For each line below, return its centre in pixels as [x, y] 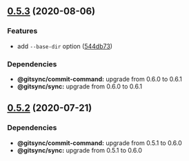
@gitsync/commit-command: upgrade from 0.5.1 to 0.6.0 [100, 143]
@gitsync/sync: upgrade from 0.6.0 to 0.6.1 [80, 86]
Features [22, 31]
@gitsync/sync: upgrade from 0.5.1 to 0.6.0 [80, 150]
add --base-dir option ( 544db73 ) [64, 46]
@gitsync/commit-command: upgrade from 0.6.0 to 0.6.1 [100, 79]
